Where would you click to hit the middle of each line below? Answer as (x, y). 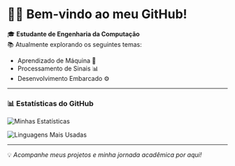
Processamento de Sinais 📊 (58, 68)
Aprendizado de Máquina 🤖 (57, 60)
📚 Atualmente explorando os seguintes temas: (74, 44)
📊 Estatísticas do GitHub (50, 103)
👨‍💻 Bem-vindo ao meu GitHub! (97, 14)
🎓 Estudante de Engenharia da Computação (73, 33)
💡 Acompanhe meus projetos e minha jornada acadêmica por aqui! (105, 155)
